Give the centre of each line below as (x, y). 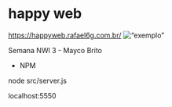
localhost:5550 (32, 95)
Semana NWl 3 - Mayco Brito (55, 50)
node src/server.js (37, 80)
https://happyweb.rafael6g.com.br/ (65, 35)
